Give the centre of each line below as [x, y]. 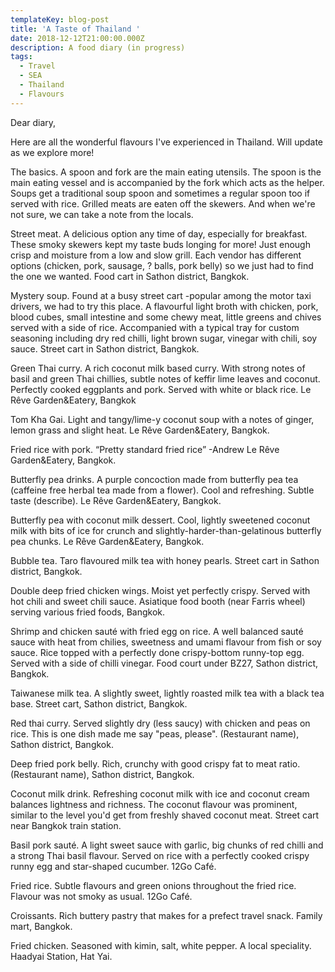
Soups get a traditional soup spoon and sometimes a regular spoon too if [160, 193]
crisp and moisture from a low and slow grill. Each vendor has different [156, 255]
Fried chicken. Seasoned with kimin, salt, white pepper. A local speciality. [161, 945]
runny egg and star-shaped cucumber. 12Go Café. [113, 866]
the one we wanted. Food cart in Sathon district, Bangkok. [130, 276]
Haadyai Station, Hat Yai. [61, 956]
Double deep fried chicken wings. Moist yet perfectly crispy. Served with [160, 590]
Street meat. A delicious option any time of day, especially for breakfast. [159, 233]
